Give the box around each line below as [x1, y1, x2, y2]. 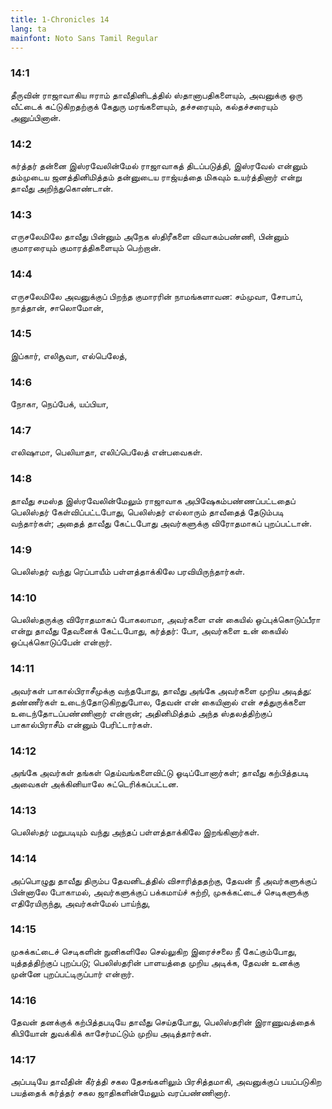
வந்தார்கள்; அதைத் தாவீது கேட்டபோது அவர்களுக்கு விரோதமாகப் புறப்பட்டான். [10, 517, 312, 529]
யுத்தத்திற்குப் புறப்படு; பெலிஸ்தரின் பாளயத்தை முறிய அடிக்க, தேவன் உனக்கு [10, 956, 300, 968]
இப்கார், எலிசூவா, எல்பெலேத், [10, 349, 128, 361]
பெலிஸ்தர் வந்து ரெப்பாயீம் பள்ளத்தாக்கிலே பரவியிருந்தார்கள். [10, 566, 246, 578]
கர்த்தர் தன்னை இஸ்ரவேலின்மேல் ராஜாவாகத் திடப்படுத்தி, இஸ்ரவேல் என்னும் [10, 159, 308, 171]
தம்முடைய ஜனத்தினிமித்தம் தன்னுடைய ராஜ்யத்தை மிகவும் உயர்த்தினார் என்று [10, 171, 302, 183]
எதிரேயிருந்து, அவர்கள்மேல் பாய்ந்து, [10, 897, 151, 909]
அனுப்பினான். [10, 111, 62, 123]
